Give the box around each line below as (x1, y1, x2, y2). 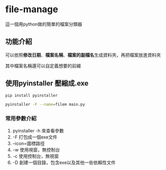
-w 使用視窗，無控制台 (12, 147, 60, 153)
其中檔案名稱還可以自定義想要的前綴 (5, 63, 81, 69)
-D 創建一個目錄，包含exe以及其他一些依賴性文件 (12, 159, 116, 165)
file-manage (5, 4, 58, 15)
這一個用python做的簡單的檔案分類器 (5, 21, 82, 27)
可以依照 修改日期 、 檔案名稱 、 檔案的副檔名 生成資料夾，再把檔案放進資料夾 (5, 52, 161, 58)
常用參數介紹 (5, 115, 37, 122)
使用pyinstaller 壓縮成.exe (5, 79, 89, 88)
